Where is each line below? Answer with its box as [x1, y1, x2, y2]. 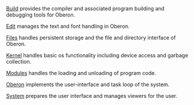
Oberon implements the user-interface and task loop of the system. [6, 81, 170, 88]
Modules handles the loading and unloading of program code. [6, 70, 156, 76]
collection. [6, 58, 32, 65]
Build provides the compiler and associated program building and [6, 5, 165, 12]
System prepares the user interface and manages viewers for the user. [6, 93, 178, 99]
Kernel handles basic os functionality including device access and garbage [6, 52, 189, 58]
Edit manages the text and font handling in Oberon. [6, 23, 130, 29]
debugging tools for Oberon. [6, 11, 75, 18]
